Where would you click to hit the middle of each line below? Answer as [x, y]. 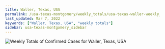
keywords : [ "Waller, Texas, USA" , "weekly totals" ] [59, 23]
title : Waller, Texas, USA [33, 9]
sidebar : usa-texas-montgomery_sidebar [46, 28]
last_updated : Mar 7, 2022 [33, 18]
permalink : [16, 14]
